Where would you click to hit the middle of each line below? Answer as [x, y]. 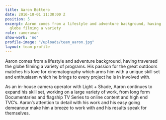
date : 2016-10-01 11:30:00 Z [35, 14]
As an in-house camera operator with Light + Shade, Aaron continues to [79, 86]
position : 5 [17, 19]
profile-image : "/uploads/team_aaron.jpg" [50, 42]
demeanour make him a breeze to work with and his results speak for [76, 108]
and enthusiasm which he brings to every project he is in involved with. [78, 77]
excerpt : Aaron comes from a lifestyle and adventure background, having [83, 24]
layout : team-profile [28, 47]
